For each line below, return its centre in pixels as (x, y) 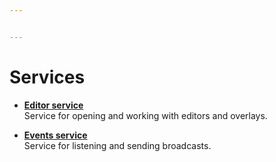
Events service (55, 135)
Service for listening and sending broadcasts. (117, 145)
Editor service (53, 105)
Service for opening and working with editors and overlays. (145, 115)
